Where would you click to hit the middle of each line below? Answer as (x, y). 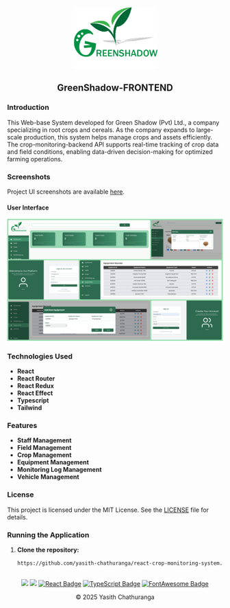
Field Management (44, 448)
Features (22, 425)
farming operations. (35, 159)
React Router (36, 379)
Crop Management (44, 455)
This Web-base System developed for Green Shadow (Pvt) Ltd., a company (113, 122)
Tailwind (29, 408)
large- (205, 130)
